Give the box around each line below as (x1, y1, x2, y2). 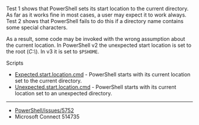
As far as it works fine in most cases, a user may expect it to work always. (6, 11, 187, 18)
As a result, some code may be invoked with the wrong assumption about (6, 36, 185, 42)
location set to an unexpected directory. (14, 90, 113, 97)
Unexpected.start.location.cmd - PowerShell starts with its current (14, 84, 176, 91)
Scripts (6, 59, 24, 66)
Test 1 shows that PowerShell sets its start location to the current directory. (6, 5, 189, 12)
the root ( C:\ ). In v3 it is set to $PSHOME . (6, 48, 99, 55)
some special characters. (6, 24, 68, 31)
